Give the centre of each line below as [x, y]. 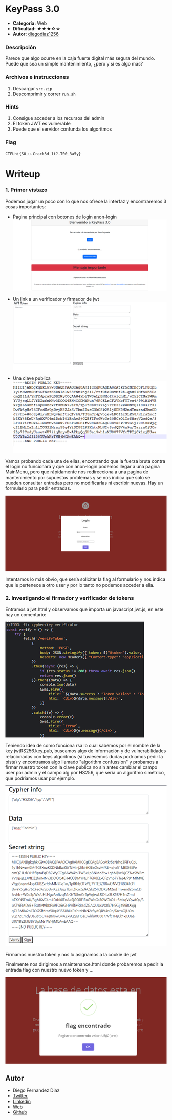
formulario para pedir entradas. [38, 488]
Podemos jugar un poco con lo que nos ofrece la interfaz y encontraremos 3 [86, 201]
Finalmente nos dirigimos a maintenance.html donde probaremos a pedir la [84, 964]
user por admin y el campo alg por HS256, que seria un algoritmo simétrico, [85, 773]
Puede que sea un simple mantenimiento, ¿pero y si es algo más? [74, 64]
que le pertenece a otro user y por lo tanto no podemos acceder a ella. [80, 585]
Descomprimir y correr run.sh [44, 94]
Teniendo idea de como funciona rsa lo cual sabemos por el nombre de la [83, 746]
